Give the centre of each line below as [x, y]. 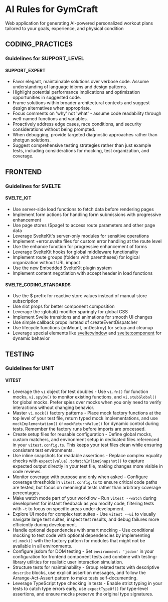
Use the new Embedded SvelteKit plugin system [62, 268]
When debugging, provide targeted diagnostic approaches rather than [85, 135]
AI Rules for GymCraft [52, 9]
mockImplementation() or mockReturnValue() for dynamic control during [86, 423]
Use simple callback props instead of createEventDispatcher [75, 322]
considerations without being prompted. [54, 129]
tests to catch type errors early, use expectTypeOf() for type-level [80, 588]
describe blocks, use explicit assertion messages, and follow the [79, 572]
